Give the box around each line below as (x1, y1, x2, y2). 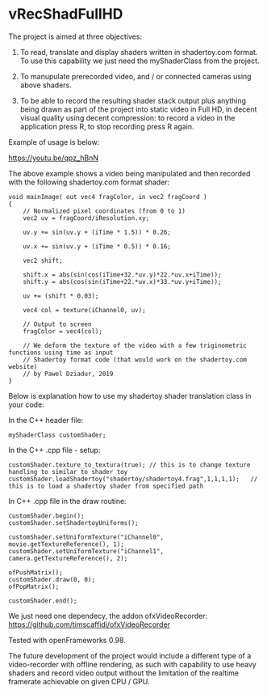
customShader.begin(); (8, 511, 85, 520)
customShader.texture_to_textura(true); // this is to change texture (8, 460, 251, 469)
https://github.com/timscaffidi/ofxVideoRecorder (8, 620, 171, 629)
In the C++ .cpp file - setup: (8, 445, 101, 455)
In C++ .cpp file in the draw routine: (8, 496, 127, 506)
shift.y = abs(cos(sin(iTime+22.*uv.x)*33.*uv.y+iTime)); (23, 277, 222, 286)
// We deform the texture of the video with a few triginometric (23, 341, 248, 349)
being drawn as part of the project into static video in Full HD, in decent (19, 104, 257, 114)
